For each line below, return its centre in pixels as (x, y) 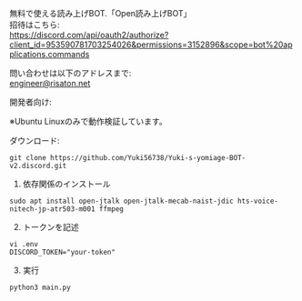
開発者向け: (31, 102)
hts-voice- (258, 201)
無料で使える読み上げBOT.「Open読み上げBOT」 (101, 13)
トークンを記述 (50, 227)
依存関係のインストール (66, 184)
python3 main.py (40, 287)
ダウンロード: (35, 140)
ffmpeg (111, 209)
